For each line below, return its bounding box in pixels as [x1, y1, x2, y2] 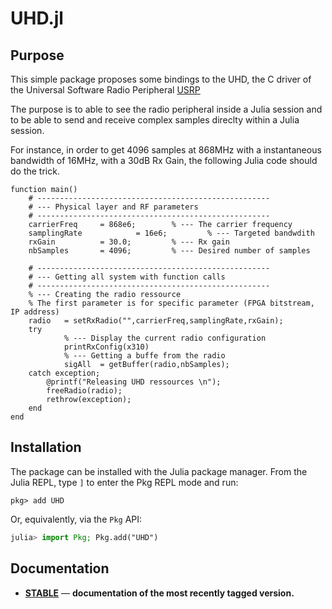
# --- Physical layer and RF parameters [28, 202, 199, 212]
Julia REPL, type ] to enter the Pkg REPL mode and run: [10, 476, 239, 488]
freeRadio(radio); [46, 386, 123, 396]
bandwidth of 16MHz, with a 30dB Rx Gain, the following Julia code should [10, 155, 318, 166]
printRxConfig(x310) [63, 342, 150, 352]
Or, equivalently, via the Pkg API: [10, 513, 143, 525]
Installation [10, 439, 82, 456]
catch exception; [28, 368, 101, 378]
